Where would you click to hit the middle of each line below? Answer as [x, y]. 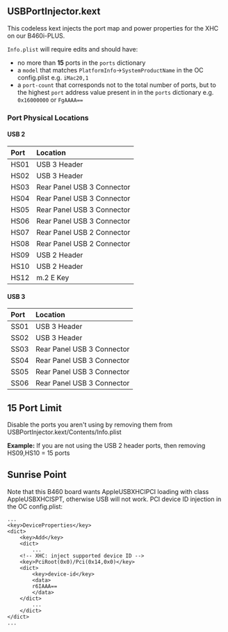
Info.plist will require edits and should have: [73, 49]
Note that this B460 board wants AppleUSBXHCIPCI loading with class [108, 491]
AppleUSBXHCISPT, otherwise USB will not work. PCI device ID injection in [114, 499]
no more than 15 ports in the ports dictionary [81, 63]
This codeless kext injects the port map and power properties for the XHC [113, 28]
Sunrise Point [37, 475]
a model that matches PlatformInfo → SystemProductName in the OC [110, 70]
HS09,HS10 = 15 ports [39, 453]
